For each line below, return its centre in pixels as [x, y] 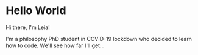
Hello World [36, 11]
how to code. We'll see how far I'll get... [55, 45]
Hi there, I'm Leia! [28, 27]
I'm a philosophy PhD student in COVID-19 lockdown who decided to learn [99, 39]
